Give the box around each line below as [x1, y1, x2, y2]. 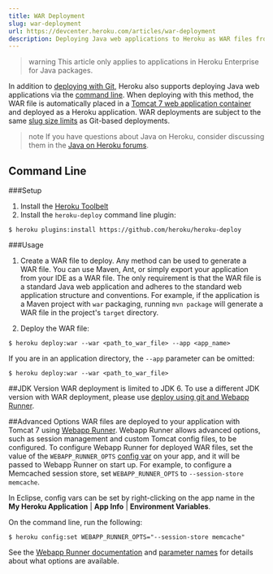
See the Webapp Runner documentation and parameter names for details [8, 547, 253, 558]
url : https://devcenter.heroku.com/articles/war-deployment [8, 27, 217, 35]
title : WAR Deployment [8, 11, 85, 20]
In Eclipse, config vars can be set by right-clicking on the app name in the [8, 493, 256, 503]
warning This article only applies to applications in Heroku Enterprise [28, 57, 259, 67]
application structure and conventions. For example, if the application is [19, 291, 260, 300]
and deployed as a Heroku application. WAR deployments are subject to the [8, 107, 262, 117]
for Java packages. [28, 66, 93, 76]
